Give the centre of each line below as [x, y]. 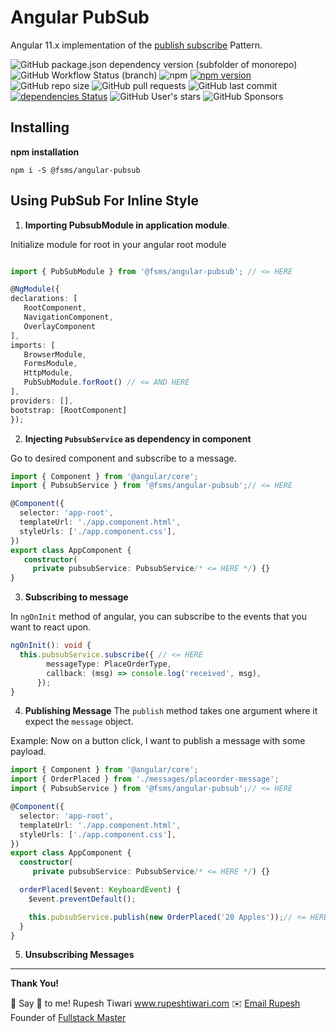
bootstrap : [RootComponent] [69, 410]
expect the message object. [79, 722]
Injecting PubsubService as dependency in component [138, 438]
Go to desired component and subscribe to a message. [123, 458]
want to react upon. [51, 627]
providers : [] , [42, 401]
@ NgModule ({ [35, 289]
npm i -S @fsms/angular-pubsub [75, 170]
